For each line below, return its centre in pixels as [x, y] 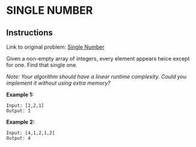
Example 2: [20, 122]
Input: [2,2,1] [25, 106]
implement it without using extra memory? [58, 83]
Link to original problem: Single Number [55, 47]
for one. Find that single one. [42, 65]
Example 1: [20, 94]
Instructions [29, 33]
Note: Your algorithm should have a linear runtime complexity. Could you [96, 76]
